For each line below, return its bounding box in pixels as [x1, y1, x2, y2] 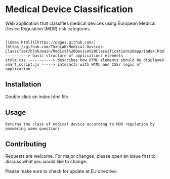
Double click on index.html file [5, 94, 68, 100]
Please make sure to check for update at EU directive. [5, 168, 117, 174]
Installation [5, 80, 41, 89]
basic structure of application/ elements [32, 53, 123, 58]
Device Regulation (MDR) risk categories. [5, 25, 91, 31]
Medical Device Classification [5, 4, 133, 15]
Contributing [5, 140, 47, 148]
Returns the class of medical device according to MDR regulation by [5, 121, 155, 127]
